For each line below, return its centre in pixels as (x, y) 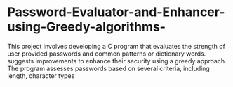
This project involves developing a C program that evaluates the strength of (116, 46)
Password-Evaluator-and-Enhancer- (116, 12)
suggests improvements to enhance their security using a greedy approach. (117, 61)
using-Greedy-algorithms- (87, 27)
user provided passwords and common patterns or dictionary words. (107, 54)
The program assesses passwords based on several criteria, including (109, 68)
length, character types (41, 76)
